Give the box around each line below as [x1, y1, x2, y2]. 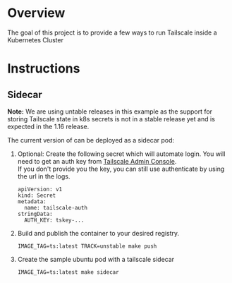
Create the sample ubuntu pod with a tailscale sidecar [17, 255, 175, 263]
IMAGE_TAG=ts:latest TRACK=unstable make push [17, 242, 157, 250]
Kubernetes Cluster [7, 35, 63, 44]
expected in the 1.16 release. [7, 122, 90, 131]
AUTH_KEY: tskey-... [24, 217, 85, 224]
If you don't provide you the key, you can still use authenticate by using [17, 164, 225, 173]
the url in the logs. [17, 171, 71, 181]
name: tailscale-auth [24, 204, 88, 211]
